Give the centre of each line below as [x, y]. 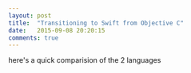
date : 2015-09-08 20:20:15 [57, 30]
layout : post [30, 15]
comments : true [34, 38]
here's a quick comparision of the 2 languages [85, 60]
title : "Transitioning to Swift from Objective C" [96, 23]
